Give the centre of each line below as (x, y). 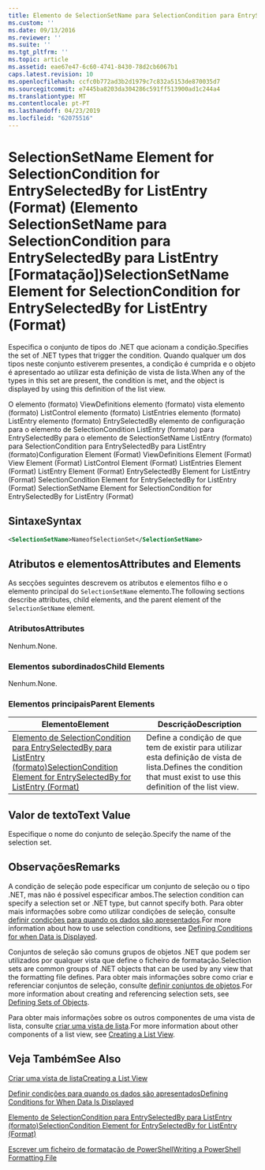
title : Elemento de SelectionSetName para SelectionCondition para (121, 15)
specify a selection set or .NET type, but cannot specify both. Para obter (126, 903)
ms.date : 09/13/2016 (42, 30)
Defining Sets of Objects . (49, 1002)
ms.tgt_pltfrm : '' (38, 52)
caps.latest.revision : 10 (50, 74)
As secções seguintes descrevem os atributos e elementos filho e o (118, 583)
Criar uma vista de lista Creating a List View (78, 1078)
